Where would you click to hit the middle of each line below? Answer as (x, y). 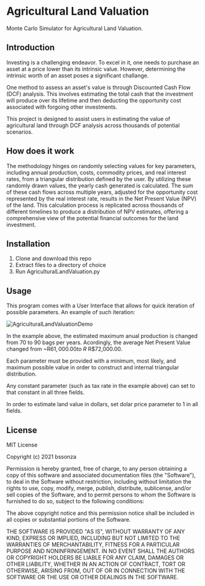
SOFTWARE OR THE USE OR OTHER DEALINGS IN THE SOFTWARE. (92, 577)
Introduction (31, 48)
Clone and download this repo (53, 258)
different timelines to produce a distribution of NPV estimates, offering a (97, 211)
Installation (28, 244)
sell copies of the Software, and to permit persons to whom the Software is (101, 495)
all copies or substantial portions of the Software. (68, 519)
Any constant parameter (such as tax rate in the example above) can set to (101, 386)
